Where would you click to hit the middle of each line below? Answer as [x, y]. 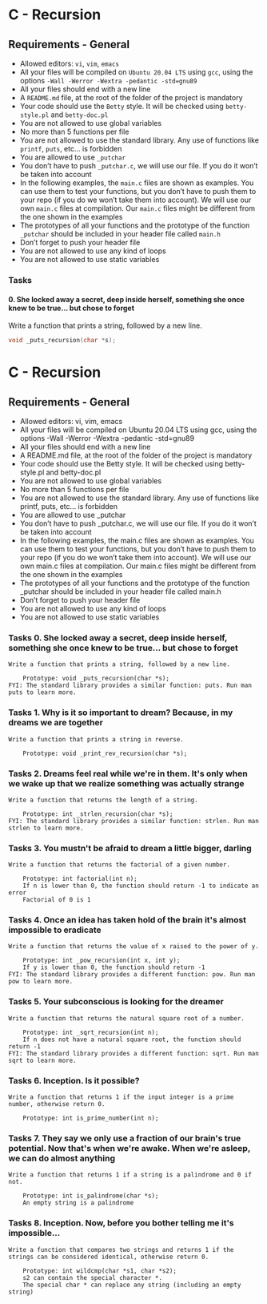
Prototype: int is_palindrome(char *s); [91, 1196]
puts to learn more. [43, 692]
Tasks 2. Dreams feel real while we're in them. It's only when [128, 773]
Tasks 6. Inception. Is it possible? [74, 1080]
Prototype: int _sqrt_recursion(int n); [91, 1032]
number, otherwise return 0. [57, 1104]
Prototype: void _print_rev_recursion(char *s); [105, 753]
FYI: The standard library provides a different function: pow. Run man [132, 975]
